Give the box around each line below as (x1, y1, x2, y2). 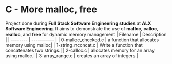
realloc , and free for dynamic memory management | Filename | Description (5, 31, 167, 37)
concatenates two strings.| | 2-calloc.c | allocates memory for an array (5, 47, 155, 53)
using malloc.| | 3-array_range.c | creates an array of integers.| (5, 52, 139, 59)
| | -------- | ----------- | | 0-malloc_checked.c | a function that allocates (5, 37, 159, 43)
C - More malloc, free (5, 4, 98, 15)
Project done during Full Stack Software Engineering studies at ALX (5, 20, 151, 26)
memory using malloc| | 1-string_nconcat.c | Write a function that (5, 42, 143, 48)
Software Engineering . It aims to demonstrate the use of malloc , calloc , (5, 25, 158, 31)
